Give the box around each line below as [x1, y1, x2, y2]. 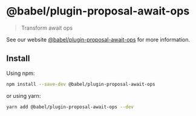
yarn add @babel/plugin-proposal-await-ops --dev [6, 104, 134, 110]
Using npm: [6, 69, 35, 77]
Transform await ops [21, 24, 73, 31]
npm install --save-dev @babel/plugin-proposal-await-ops [6, 81, 155, 87]
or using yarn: [6, 92, 41, 99]
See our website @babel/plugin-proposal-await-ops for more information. [6, 36, 191, 43]
